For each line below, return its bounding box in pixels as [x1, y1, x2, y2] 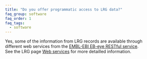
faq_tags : [5, 20, 25, 26]
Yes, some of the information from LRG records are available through [5, 38, 143, 44]
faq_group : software [5, 12, 47, 16]
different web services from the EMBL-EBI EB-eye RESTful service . [5, 44, 139, 49]
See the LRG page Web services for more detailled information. [5, 49, 131, 55]
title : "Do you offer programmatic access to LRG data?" [5, 7, 123, 12]
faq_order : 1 [5, 16, 32, 21]
